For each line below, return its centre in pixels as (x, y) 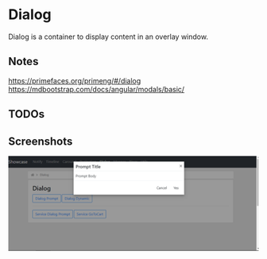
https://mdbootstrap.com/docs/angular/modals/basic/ (97, 89)
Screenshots (41, 141)
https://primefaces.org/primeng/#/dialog (75, 80)
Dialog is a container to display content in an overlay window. (108, 37)
